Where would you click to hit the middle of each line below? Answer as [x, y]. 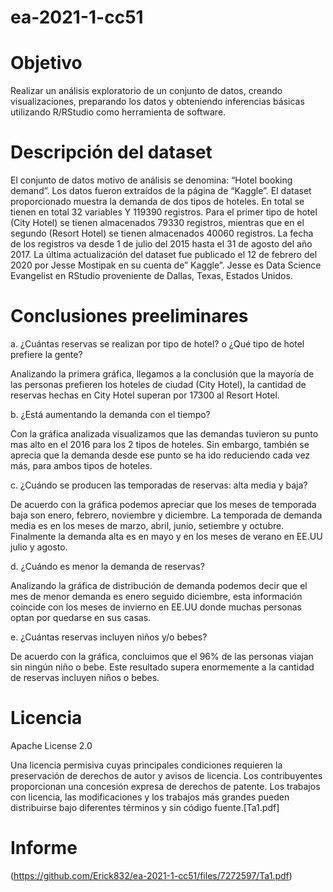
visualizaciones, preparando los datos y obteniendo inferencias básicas [157, 102]
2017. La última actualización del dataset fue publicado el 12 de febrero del [164, 255]
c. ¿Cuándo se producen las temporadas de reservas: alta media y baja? [159, 485]
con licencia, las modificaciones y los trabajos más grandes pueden [150, 797]
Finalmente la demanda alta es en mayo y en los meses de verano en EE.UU [166, 536]
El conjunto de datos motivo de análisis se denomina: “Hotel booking [151, 180]
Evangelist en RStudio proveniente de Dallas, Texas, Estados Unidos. [151, 276]
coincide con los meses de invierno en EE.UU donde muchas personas [156, 607]
